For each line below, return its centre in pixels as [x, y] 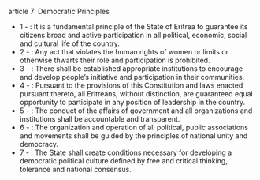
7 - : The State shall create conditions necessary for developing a [126, 152]
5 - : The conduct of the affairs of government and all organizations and [136, 111]
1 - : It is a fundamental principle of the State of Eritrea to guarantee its [134, 26]
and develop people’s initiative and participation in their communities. [132, 77]
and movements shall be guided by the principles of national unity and [134, 136]
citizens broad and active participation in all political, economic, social [133, 35]
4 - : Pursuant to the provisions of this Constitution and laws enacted [131, 85]
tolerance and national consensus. [75, 169]
